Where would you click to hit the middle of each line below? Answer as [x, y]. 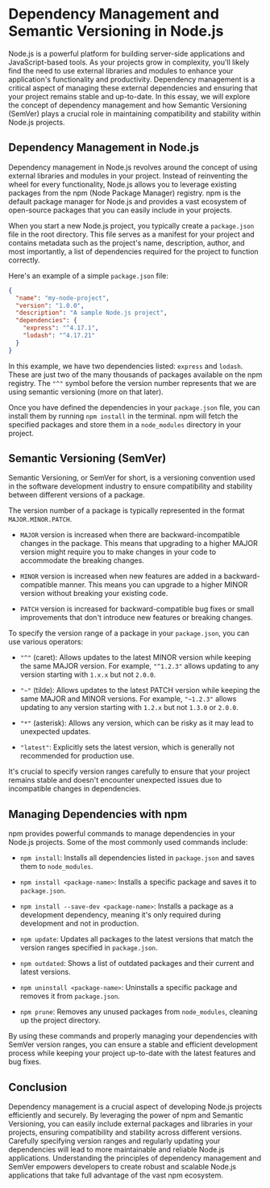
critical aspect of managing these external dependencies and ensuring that [133, 88]
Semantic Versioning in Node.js [116, 31]
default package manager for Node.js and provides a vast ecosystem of [128, 201]
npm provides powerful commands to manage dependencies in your [122, 833]
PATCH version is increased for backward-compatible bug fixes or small [137, 609]
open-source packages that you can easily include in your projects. [120, 210]
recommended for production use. [77, 756]
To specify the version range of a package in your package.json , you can [129, 633]
